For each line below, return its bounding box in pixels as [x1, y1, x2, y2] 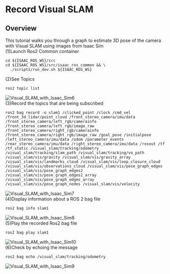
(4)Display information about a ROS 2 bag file [5, 196, 101, 202]
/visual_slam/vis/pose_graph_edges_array [5, 177, 95, 182]
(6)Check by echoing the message [5, 244, 78, 251]
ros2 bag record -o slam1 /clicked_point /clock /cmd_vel [5, 110, 131, 115]
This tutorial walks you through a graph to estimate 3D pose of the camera [5, 37, 161, 43]
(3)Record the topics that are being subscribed [5, 101, 103, 106]
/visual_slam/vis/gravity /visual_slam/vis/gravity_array [5, 155, 131, 160]
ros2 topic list [5, 86, 40, 91]
